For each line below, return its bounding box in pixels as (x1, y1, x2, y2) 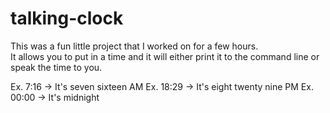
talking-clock (10, 7, 124, 30)
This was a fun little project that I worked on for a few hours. (10, 40, 259, 52)
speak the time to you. (10, 61, 103, 73)
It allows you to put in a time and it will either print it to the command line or (10, 50, 320, 62)
